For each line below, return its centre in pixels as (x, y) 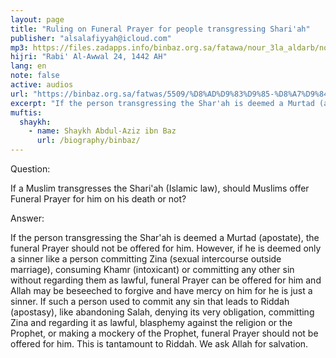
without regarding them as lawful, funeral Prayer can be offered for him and (166, 280)
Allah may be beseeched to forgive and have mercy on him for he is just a (161, 290)
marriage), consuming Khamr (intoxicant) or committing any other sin (152, 269)
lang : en (28, 66)
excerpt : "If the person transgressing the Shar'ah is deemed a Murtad (162, 103)
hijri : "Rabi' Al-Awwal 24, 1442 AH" (89, 57)
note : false (35, 76)
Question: (30, 169)
